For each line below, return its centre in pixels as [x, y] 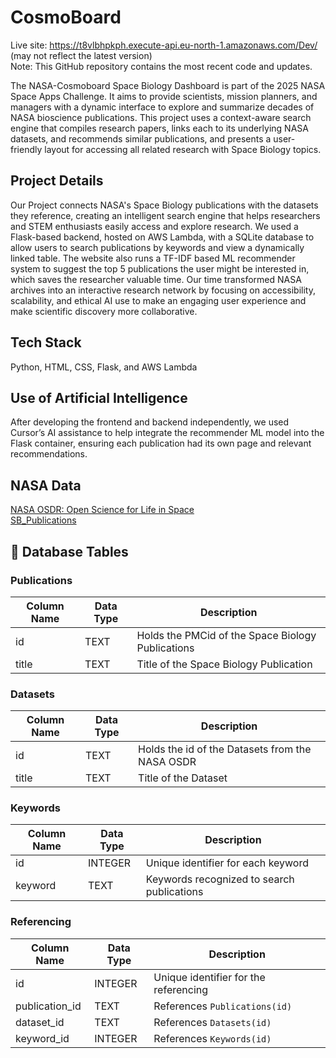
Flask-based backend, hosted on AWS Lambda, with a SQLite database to [162, 237]
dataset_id [40, 1022]
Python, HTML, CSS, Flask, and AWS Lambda [104, 367]
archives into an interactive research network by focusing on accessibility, [163, 290]
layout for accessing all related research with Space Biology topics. [183, 149]
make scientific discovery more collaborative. [104, 311]
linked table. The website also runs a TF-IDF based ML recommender [153, 258]
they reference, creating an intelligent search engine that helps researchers [165, 215]
